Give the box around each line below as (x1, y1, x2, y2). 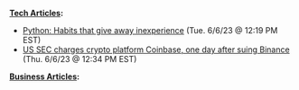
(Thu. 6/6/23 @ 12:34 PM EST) (22, 54, 137, 64)
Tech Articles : (9, 8, 64, 18)
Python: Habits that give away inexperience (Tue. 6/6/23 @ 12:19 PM (22, 25, 278, 35)
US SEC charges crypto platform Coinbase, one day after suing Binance (22, 44, 291, 55)
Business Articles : (9, 71, 79, 82)
